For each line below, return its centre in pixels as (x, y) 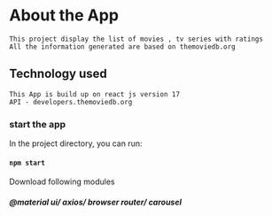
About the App (64, 15)
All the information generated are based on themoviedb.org (123, 46)
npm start (27, 163)
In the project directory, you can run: (76, 143)
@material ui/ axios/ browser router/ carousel (96, 202)
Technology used (58, 74)
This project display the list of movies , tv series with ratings (136, 39)
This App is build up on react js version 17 (94, 94)
